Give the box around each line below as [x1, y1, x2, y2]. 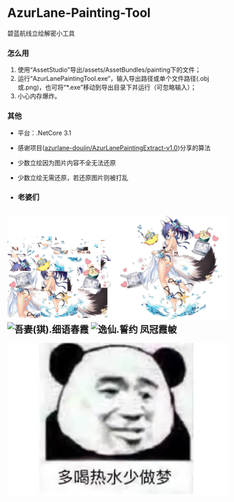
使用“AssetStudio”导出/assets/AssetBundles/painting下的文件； [17, 65, 202, 74]
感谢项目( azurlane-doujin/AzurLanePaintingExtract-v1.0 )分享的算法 [17, 143, 212, 152]
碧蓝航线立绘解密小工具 [7, 29, 75, 37]
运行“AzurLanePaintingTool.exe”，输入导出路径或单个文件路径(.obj [17, 74, 209, 83]
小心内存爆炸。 [17, 92, 61, 100]
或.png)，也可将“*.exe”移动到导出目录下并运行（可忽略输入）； [17, 83, 197, 92]
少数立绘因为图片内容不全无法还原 [17, 158, 116, 166]
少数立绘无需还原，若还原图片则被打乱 [17, 173, 128, 182]
